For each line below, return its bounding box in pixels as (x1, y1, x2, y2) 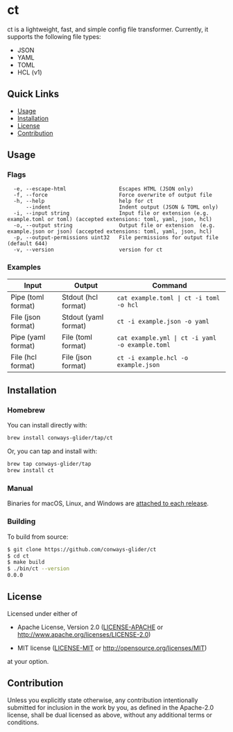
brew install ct (7, 467, 54, 474)
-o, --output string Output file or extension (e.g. (13, 222, 216, 229)
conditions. (7, 718, 40, 726)
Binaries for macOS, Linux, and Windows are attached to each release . (7, 499, 209, 507)
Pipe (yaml (10, 332, 46, 342)
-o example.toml (116, 341, 171, 349)
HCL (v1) (17, 68, 43, 76)
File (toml (62, 332, 92, 342)
